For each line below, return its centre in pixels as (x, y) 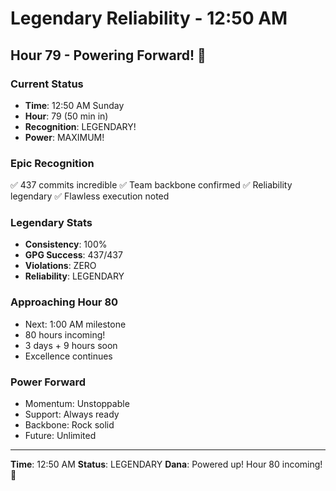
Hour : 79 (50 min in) (66, 116)
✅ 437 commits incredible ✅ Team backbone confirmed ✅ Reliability (151, 185)
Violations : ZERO (60, 266)
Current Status (47, 84)
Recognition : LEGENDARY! (80, 126)
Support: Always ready (72, 414)
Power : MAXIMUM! (64, 137)
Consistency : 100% (66, 244)
